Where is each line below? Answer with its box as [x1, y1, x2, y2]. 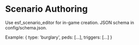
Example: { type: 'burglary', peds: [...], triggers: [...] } [5, 34, 113, 40]
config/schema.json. [5, 24, 47, 30]
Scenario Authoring [5, 3, 88, 15]
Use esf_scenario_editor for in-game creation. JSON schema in [5, 20, 135, 25]
